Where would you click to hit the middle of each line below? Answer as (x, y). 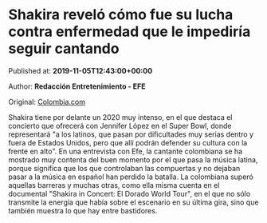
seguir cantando (64, 49)
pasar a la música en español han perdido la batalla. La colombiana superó (131, 177)
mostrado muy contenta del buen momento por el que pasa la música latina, (133, 159)
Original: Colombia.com (47, 102)
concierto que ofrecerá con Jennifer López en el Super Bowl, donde (120, 125)
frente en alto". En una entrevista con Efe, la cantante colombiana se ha (126, 151)
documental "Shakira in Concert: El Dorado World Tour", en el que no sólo (130, 193)
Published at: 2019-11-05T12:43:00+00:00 (80, 70)
